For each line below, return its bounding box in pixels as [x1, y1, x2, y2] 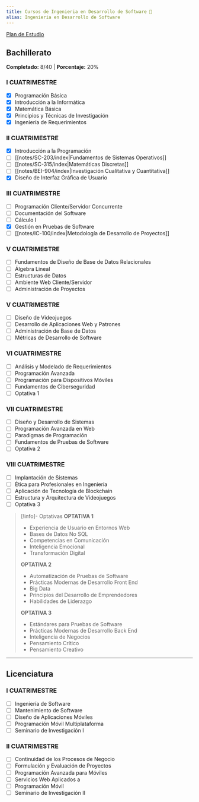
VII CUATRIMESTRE [6, 405, 63, 413]
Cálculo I [14, 216, 37, 223]
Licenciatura [6, 669, 53, 679]
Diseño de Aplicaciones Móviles [14, 713, 93, 721]
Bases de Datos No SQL [29, 531, 88, 538]
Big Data [29, 585, 51, 592]
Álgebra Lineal [14, 265, 50, 272]
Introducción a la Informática [14, 99, 85, 106]
